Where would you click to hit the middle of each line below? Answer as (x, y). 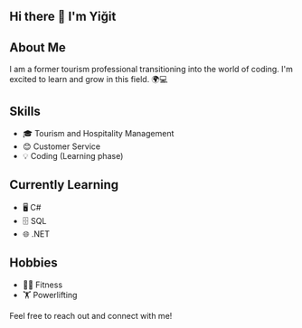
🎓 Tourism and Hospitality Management (98, 134)
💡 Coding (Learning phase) (73, 156)
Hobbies (34, 263)
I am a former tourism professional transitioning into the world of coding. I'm (151, 70)
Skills (25, 111)
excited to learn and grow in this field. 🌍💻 (89, 80)
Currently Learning (64, 185)
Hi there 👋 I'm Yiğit (63, 17)
